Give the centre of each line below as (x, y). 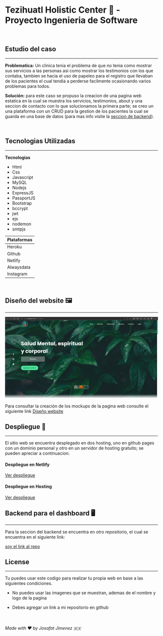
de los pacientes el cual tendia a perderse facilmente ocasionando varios (78, 81)
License (17, 562)
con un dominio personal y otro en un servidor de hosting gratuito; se (74, 448)
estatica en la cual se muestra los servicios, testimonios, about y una (74, 101)
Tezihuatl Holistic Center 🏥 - (63, 10)
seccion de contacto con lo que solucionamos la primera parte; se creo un (79, 106)
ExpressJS (23, 193)
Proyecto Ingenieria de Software (71, 20)
